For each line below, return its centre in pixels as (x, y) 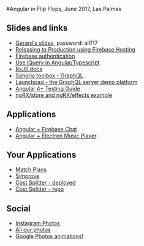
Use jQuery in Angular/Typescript (57, 62)
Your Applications (41, 155)
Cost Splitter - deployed (45, 183)
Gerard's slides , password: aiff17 (56, 43)
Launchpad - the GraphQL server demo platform (76, 82)
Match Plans (31, 170)
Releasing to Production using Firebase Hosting (75, 49)
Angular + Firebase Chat (46, 129)
